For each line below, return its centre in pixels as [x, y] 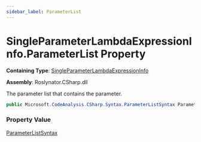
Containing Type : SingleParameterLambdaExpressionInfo [77, 70]
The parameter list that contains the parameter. [64, 94]
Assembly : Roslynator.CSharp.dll [47, 82]
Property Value [29, 120]
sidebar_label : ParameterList [44, 12]
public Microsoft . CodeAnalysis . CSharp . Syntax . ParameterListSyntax [91, 104]
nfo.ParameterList [52, 54]
